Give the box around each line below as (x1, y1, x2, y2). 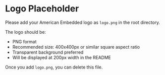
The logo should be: (5, 29, 46, 35)
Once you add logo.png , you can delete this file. (5, 64, 103, 70)
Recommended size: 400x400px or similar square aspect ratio (12, 44, 140, 50)
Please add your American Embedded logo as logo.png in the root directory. (5, 19, 160, 25)
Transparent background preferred (12, 49, 84, 55)
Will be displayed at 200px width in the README (12, 54, 111, 60)
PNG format (12, 38, 37, 45)
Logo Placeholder (5, 3, 79, 14)
